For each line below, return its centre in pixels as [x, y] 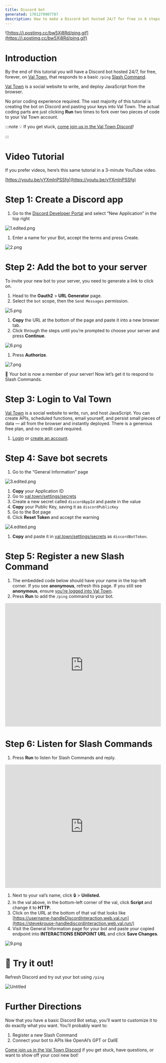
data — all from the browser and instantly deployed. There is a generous [79, 424]
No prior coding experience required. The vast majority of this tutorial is [78, 101]
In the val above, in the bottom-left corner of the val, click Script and [82, 902]
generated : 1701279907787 [32, 14]
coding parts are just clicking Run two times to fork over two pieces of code [82, 112]
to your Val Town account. [32, 117]
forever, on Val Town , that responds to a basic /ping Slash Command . [76, 77]
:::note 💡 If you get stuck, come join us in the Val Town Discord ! [70, 127]
